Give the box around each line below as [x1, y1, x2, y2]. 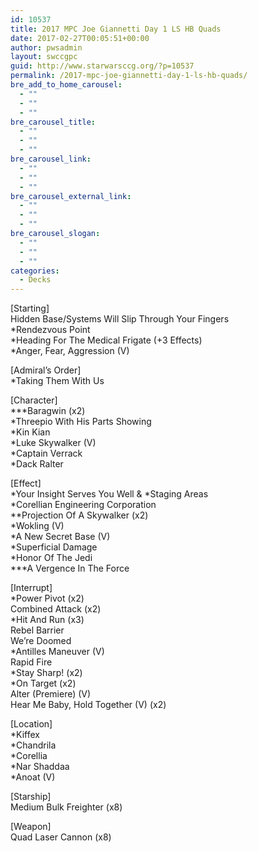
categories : [10, 266, 60, 276]
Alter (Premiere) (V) [10, 688, 92, 700]
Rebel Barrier [10, 624, 65, 636]
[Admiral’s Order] [10, 364, 82, 376]
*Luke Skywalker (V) [10, 437, 97, 449]
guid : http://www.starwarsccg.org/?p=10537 [10, 61, 195, 71]
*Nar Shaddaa [10, 761, 70, 773]
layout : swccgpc [10, 52, 78, 62]
